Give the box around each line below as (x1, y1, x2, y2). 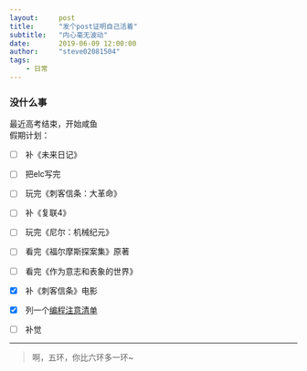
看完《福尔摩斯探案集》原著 (25, 246, 130, 257)
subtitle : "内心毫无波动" (9, 30, 108, 39)
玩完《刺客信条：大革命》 (25, 188, 122, 199)
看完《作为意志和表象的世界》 (25, 265, 138, 276)
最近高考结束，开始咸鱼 (9, 119, 98, 129)
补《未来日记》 (25, 149, 82, 160)
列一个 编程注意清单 (25, 304, 98, 315)
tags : (9, 56, 30, 65)
